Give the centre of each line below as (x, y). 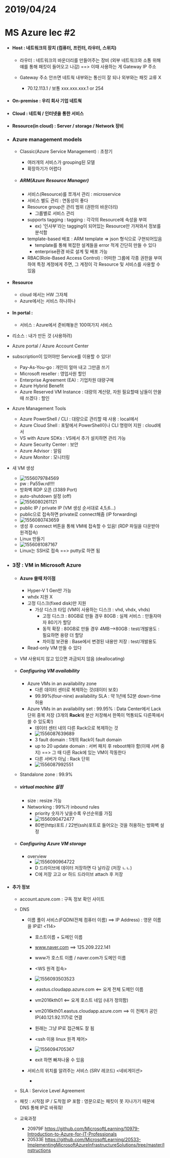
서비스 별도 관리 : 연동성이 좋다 (58, 200)
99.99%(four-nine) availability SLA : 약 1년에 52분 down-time (98, 696)
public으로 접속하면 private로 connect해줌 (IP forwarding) (78, 514)
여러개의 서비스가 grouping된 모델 (61, 162)
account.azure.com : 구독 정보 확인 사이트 (62, 899)
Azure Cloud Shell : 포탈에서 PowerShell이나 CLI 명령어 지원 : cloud (88, 425)
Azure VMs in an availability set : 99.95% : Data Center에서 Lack (94, 709)
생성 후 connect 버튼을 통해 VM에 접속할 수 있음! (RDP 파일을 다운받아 (90, 526)
